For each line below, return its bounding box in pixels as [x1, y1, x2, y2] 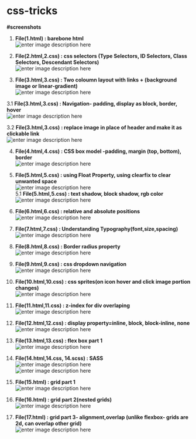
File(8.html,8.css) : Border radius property [15, 243, 121, 250]
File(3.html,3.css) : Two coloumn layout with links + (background [15, 76, 177, 83]
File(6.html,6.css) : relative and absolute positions [15, 207, 140, 215]
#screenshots [6, 23, 42, 30]
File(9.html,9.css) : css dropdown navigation [15, 260, 127, 267]
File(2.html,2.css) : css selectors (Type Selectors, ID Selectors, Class [15, 52, 188, 59]
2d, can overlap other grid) [15, 420, 82, 427]
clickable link [6, 130, 40, 137]
